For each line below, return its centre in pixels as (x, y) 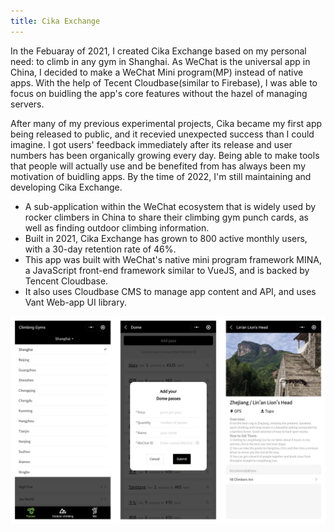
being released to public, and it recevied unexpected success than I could (162, 134)
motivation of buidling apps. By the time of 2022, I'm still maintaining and (161, 176)
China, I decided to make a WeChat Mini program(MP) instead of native (157, 72)
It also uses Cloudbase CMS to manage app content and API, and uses (170, 291)
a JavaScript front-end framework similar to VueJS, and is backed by (167, 270)
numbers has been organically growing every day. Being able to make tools (165, 155)
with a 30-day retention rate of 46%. (100, 249)
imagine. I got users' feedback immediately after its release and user (151, 144)
